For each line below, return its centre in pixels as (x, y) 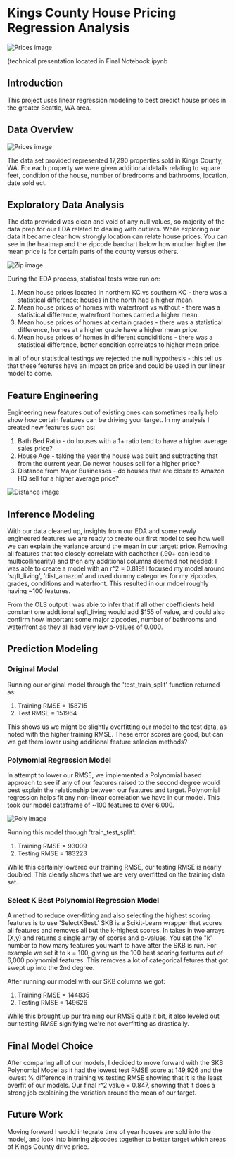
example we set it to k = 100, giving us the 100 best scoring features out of (115, 953)
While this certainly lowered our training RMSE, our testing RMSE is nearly (114, 867)
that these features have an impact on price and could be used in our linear (116, 366)
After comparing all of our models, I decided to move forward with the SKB (115, 1063)
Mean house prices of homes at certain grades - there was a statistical (120, 322)
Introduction (35, 83)
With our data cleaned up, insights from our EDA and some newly (102, 531)
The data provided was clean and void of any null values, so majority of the (116, 222)
